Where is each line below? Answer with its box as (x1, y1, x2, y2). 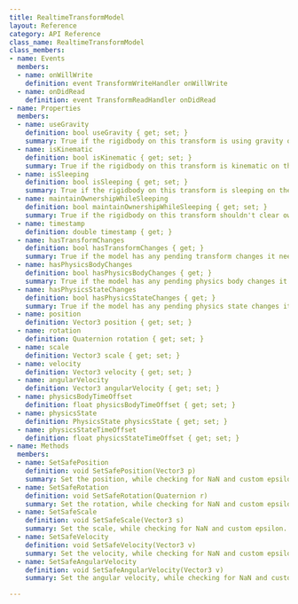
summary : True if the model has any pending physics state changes (25, 302, 279, 310)
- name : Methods (9, 442, 69, 451)
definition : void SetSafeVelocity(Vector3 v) (25, 540, 197, 550)
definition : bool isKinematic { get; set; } (25, 153, 192, 162)
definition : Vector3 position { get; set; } (25, 318, 192, 327)
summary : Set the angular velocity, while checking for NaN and (25, 574, 268, 583)
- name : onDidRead (17, 87, 86, 96)
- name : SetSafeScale (17, 507, 98, 517)
